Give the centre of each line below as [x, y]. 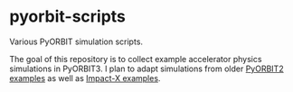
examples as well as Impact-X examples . [85, 78]
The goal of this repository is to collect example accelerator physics [136, 59]
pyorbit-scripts [68, 17]
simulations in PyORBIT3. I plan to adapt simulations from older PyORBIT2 [146, 69]
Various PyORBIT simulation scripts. [76, 41]
